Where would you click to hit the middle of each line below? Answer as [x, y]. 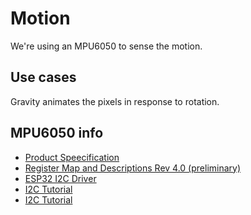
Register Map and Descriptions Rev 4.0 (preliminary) [133, 168]
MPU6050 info [57, 133]
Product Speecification [72, 157]
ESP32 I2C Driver [60, 178]
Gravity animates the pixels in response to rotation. [115, 101]
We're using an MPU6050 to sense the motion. [106, 46]
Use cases [43, 77]
